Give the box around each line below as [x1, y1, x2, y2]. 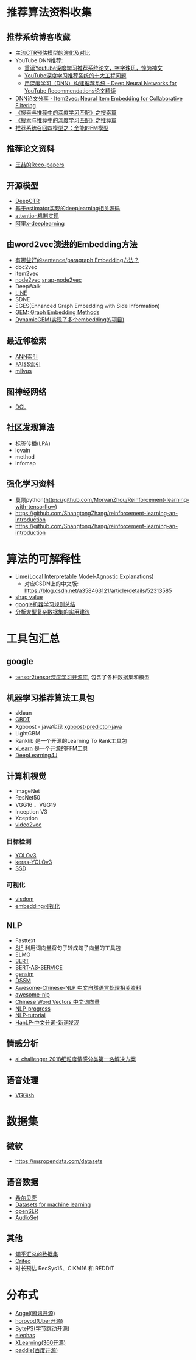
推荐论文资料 [6, 144, 55, 154]
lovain [15, 446, 30, 454]
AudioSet [15, 1214, 38, 1222]
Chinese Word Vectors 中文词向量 [15, 998, 100, 1005]
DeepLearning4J [15, 751, 58, 759]
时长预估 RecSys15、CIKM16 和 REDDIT [15, 1264, 114, 1272]
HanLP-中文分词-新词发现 [15, 1018, 80, 1026]
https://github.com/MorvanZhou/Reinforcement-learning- [45, 496, 190, 503]
